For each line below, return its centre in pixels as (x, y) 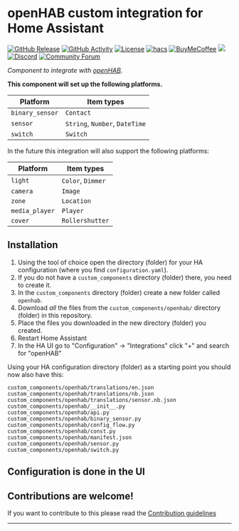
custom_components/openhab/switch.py (63, 450)
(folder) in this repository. (55, 315)
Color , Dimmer (84, 180)
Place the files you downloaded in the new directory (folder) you (112, 323)
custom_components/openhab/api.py (59, 412)
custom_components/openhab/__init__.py (67, 406)
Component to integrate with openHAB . (65, 70)
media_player (33, 211)
